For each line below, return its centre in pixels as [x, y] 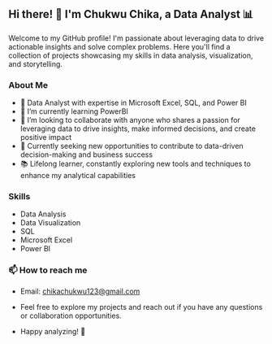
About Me [28, 85]
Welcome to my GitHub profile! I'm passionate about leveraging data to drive [136, 38]
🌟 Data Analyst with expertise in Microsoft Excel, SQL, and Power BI [134, 103]
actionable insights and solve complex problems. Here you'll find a [119, 46]
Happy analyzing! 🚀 [53, 331]
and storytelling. [36, 63]
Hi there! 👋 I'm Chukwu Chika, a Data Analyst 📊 [131, 14]
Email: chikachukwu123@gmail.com [80, 291]
